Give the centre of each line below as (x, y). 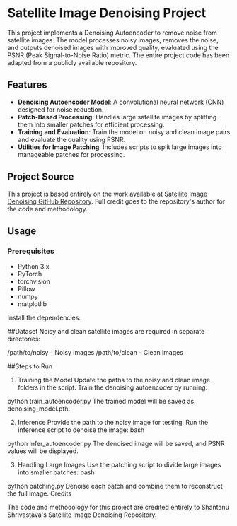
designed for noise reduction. (60, 109)
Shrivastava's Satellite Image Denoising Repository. (82, 515)
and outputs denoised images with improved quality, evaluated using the (113, 47)
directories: (24, 339)
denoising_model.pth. (39, 409)
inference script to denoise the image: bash (81, 430)
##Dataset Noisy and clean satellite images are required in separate (106, 332)
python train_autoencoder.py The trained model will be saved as (101, 402)
